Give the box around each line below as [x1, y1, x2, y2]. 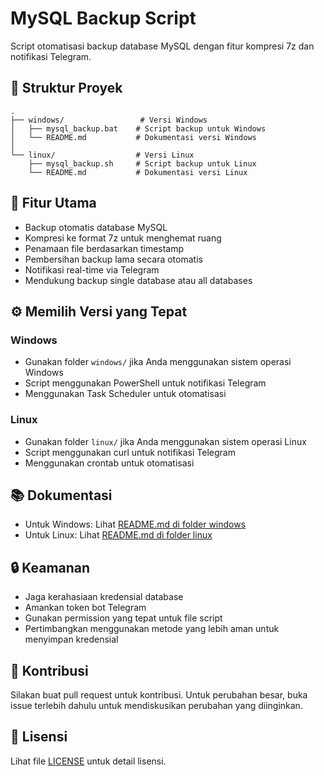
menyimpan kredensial [24, 633, 119, 646]
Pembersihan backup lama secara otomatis [24, 253, 203, 265]
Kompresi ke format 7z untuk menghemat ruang [24, 232, 222, 244]
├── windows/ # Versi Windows [10, 115, 208, 125]
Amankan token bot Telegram [24, 602, 147, 614]
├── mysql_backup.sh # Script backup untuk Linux [28, 158, 257, 169]
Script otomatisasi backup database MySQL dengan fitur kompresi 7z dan [10, 40, 315, 52]
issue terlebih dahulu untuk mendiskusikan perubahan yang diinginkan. [10, 699, 303, 711]
